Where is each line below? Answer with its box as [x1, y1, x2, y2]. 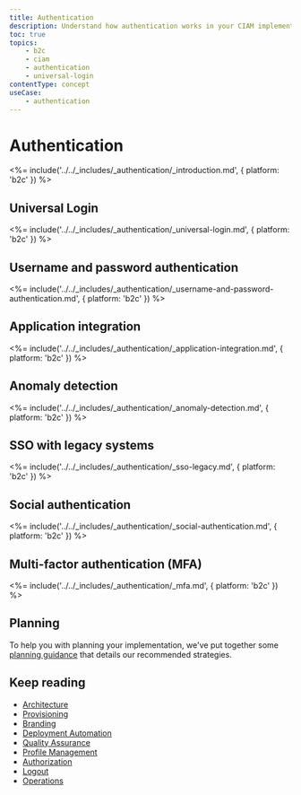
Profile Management [21, 747, 98, 757]
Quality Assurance [21, 737, 91, 747]
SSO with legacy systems [9, 437, 155, 453]
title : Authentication [9, 13, 94, 22]
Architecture [21, 699, 69, 710]
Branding [21, 718, 56, 729]
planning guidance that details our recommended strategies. [9, 649, 233, 660]
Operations [21, 775, 64, 786]
